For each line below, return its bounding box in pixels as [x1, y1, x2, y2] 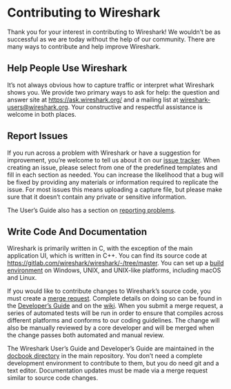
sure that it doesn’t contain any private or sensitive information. [7, 192, 187, 201]
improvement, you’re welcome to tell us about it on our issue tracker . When [7, 155, 221, 164]
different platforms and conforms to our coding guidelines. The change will [7, 316, 220, 325]
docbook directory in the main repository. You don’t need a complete [7, 352, 203, 360]
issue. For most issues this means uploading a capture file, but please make [7, 185, 223, 193]
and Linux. [7, 274, 37, 282]
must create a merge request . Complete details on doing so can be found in [7, 294, 222, 303]
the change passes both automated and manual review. [7, 331, 164, 339]
